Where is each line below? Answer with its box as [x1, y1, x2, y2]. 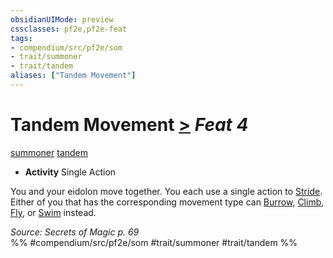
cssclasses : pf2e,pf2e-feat [10, 24, 128, 34]
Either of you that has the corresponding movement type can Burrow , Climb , [10, 196, 325, 208]
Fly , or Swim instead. [10, 206, 97, 218]
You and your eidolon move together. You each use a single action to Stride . [10, 185, 323, 197]
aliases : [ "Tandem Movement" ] [10, 71, 137, 81]
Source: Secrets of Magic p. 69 [10, 226, 140, 238]
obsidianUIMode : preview [10, 14, 114, 25]
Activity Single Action [24, 166, 117, 178]
